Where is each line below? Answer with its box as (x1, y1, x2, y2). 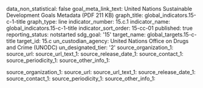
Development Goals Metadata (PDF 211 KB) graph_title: (6, 12, 143, 19)
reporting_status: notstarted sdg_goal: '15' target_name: (6, 31, 146, 38)
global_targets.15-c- (146, 31, 198, 38)
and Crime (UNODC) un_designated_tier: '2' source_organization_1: (6, 44, 174, 51)
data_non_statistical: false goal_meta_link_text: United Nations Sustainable (6, 5, 193, 12)
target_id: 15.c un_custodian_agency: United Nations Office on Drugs (17, 38, 189, 44)
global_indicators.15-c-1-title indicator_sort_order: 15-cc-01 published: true (6, 24, 193, 32)
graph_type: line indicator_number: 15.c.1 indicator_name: (27, 18, 170, 25)
